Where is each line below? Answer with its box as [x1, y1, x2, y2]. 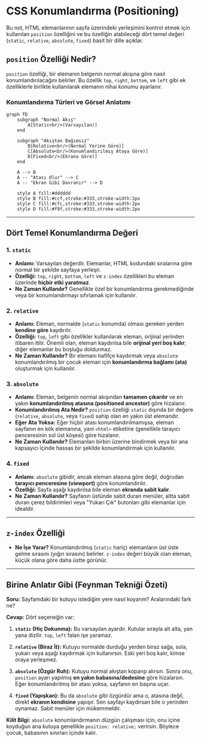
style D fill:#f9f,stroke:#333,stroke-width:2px [17, 206, 141, 213]
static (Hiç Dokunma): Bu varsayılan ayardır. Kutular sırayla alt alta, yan [14, 626, 193, 633]
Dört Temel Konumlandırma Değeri [6, 228, 139, 238]
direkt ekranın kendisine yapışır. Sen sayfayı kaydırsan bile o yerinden [14, 698, 188, 706]
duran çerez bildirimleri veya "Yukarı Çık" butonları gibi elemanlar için [14, 498, 186, 505]
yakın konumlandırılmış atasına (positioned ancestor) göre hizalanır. [14, 400, 187, 407]
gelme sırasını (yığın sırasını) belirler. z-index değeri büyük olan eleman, [14, 550, 193, 558]
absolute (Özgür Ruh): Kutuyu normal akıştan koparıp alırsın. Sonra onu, [14, 668, 193, 675]
